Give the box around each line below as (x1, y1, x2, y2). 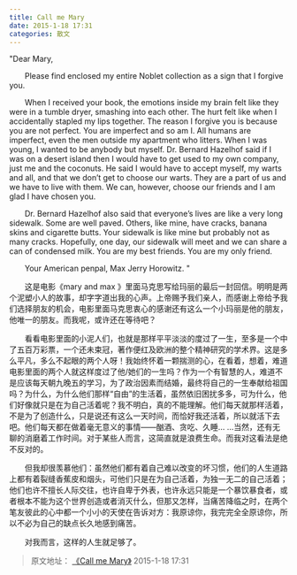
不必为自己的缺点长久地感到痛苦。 (16, 518, 141, 529)
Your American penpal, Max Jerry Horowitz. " (25, 263, 190, 274)
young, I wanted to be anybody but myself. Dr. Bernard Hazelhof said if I (9, 144, 272, 155)
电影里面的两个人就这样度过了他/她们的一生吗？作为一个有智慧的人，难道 (9, 366, 276, 377)
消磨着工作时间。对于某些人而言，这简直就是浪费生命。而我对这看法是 (24, 433, 280, 443)
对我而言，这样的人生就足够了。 (25, 537, 141, 548)
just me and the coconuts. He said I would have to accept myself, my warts (9, 163, 283, 173)
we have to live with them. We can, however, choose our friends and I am (9, 182, 276, 193)
